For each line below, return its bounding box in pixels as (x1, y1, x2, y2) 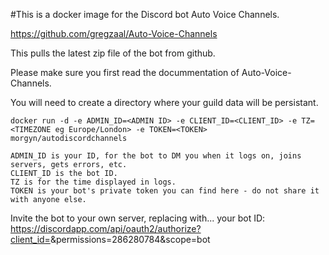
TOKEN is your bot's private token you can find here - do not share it (10, 186, 320, 196)
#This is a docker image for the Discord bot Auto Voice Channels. (10, 9, 280, 20)
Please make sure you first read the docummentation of (10, 67, 240, 78)
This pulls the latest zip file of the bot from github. (10, 47, 216, 59)
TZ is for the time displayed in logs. (10, 177, 177, 187)
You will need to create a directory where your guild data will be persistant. (10, 97, 319, 108)
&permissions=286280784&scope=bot (49, 234, 211, 245)
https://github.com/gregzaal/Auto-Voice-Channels (10, 28, 218, 39)
